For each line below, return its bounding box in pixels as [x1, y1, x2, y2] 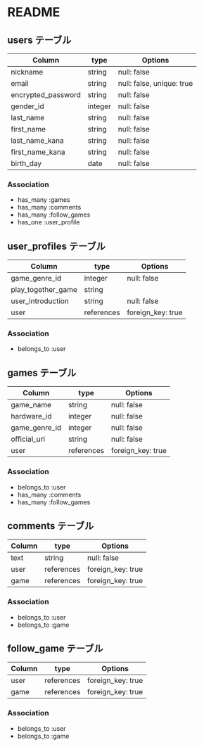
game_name [11, 400, 51, 410]
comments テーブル [7, 520, 94, 532]
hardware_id [11, 411, 52, 421]
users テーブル [7, 34, 72, 46]
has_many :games [17, 196, 70, 204]
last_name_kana [11, 136, 65, 145]
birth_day [11, 159, 42, 168]
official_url [11, 434, 46, 444]
